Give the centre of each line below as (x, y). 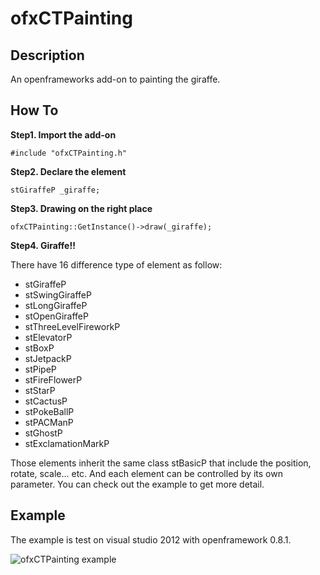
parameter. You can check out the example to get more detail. (137, 484)
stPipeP (40, 369)
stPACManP (49, 422)
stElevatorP (48, 337)
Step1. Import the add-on (63, 134)
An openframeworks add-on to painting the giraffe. (115, 79)
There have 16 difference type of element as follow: (116, 264)
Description (47, 55)
